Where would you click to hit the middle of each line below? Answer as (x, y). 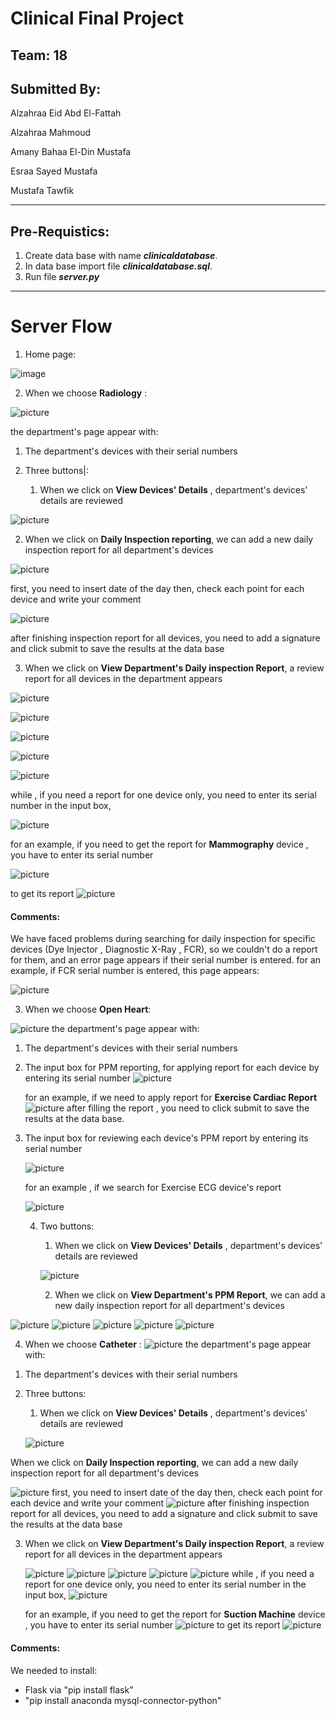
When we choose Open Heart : (88, 1009)
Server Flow (61, 326)
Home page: (50, 354)
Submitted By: (56, 88)
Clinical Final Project (97, 18)
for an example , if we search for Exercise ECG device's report (153, 1188)
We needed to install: (54, 1670)
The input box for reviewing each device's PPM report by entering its (166, 1138)
